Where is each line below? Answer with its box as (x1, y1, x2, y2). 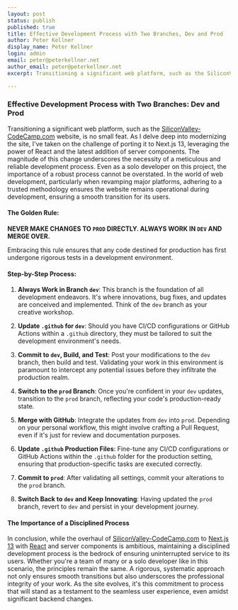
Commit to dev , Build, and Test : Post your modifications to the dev (17, 351, 210, 359)
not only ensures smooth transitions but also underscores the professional (7, 572, 225, 581)
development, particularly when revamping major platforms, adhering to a (7, 177, 222, 185)
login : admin (7, 50, 46, 58)
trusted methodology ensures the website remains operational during (7, 185, 210, 193)
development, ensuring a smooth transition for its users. (7, 192, 171, 201)
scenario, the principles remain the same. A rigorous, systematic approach (7, 565, 225, 573)
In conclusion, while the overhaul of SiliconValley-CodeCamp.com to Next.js (7, 534, 229, 543)
